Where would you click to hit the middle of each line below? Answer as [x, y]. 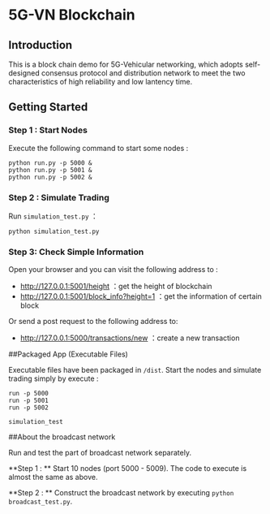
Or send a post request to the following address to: [93, 322]
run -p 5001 [28, 401]
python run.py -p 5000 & [50, 163]
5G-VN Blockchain [72, 15]
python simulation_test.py [54, 231]
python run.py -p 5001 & [50, 170]
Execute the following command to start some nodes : [99, 148]
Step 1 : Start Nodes [48, 130]
